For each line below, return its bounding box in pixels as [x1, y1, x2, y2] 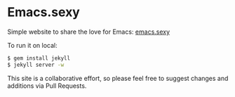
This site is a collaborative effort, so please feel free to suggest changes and [7, 74, 229, 82]
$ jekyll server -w [7, 61, 65, 68]
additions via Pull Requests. [7, 82, 87, 90]
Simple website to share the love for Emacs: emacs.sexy [7, 27, 170, 36]
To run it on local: [7, 41, 58, 49]
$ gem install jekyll [7, 54, 71, 62]
